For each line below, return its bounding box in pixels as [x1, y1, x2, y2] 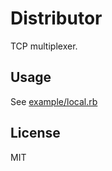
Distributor [10, 7, 103, 30]
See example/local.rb [10, 95, 98, 107]
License [10, 125, 61, 142]
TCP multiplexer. [10, 40, 78, 52]
